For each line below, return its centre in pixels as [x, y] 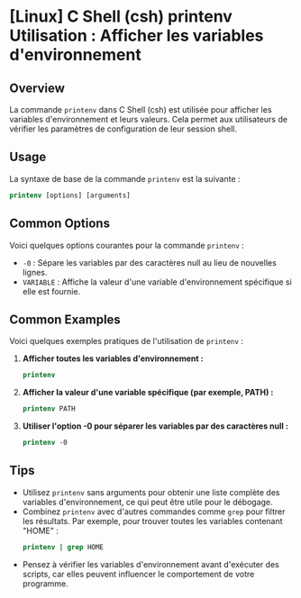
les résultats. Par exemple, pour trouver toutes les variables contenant [152, 521]
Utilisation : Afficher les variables [137, 36]
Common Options [60, 224]
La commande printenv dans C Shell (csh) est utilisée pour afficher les [141, 109]
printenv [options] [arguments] [70, 195]
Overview [37, 88]
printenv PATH [49, 409]
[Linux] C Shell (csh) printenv [121, 17]
